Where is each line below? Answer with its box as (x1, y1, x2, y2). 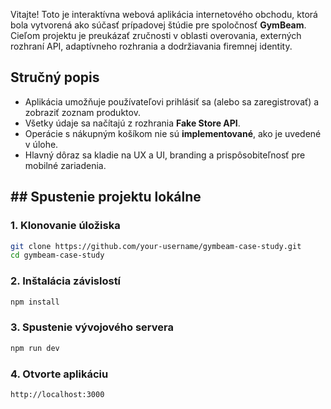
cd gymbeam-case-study (10, 250, 105, 261)
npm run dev (10, 343, 60, 353)
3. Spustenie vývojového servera (10, 320, 174, 334)
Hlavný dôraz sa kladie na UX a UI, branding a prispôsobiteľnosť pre (24, 149, 306, 161)
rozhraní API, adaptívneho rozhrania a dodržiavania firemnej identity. (10, 40, 293, 52)
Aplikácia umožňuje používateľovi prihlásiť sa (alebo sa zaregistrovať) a (24, 95, 320, 108)
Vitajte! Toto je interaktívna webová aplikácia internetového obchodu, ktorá (10, 9, 318, 20)
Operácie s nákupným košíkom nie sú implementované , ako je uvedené (24, 127, 322, 139)
